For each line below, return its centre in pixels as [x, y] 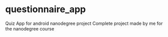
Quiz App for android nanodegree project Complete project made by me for [84, 23]
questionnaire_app [46, 9]
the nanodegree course [30, 28]
